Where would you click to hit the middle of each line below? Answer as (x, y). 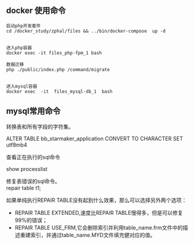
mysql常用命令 (34, 111)
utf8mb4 (17, 145)
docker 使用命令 (36, 11)
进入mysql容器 (22, 86)
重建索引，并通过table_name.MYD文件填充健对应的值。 (88, 235)
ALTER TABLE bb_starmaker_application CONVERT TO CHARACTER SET (95, 138)
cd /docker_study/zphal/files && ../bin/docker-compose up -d (86, 31)
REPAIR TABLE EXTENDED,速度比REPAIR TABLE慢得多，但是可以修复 (99, 213)
